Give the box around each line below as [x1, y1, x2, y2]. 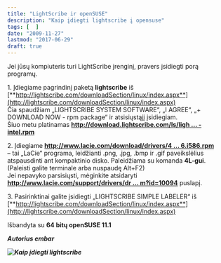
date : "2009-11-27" [7, 29, 65, 37]
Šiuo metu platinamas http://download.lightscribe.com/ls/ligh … [7, 121, 198, 128]
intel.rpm [7, 128, 35, 136]
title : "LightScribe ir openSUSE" [7, 10, 109, 18]
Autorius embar [7, 234, 55, 243]
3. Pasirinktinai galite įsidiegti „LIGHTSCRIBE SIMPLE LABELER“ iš [7, 192, 197, 201]
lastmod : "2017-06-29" [7, 36, 74, 43]
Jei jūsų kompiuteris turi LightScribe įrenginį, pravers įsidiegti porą [7, 62, 199, 70]
